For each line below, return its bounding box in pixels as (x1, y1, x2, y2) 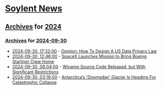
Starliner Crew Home (12, 58, 54, 64)
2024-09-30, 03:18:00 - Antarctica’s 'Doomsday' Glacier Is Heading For (12, 74, 157, 80)
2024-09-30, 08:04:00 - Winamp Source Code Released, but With (12, 64, 146, 69)
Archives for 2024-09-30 (5, 37, 67, 44)
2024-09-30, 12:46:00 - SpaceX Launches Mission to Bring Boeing (12, 53, 147, 59)
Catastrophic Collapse (12, 79, 57, 85)
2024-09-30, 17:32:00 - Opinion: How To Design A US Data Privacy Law (12, 48, 157, 54)
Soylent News (5, 3, 62, 14)
